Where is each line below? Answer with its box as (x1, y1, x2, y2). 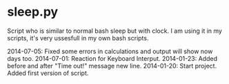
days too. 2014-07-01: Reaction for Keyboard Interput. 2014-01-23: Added (7, 54, 217, 62)
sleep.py (7, 4, 59, 20)
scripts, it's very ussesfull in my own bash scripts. (7, 33, 149, 42)
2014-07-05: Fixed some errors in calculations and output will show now (7, 47, 213, 55)
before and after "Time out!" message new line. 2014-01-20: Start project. (7, 61, 217, 70)
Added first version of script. (7, 69, 89, 77)
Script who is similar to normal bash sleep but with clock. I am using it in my (7, 27, 223, 35)
